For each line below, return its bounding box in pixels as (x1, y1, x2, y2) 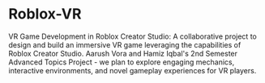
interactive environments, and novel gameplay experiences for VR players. (8, 65, 257, 75)
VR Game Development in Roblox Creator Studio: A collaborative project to (8, 31, 257, 41)
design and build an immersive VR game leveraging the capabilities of (8, 39, 241, 49)
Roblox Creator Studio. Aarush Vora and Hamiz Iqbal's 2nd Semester (8, 48, 237, 58)
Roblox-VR (8, 5, 82, 23)
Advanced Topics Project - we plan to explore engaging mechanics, (8, 57, 235, 67)
